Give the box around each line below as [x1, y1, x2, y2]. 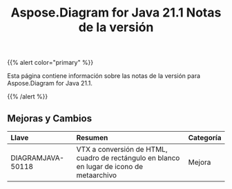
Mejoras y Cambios [7, 112, 92, 124]
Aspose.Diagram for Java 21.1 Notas [10, 5, 222, 21]
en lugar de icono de [76, 162, 144, 171]
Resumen [76, 133, 108, 142]
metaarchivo [76, 170, 117, 180]
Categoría [188, 133, 222, 142]
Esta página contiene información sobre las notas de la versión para [7, 72, 201, 80]
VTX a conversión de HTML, [76, 145, 168, 154]
